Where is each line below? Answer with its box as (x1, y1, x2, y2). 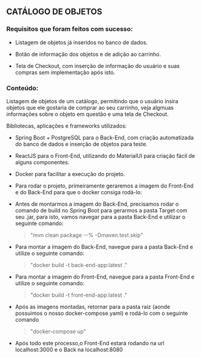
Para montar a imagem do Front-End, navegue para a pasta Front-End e (15, 273, 195, 280)
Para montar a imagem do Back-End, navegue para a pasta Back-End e (15, 243, 193, 250)
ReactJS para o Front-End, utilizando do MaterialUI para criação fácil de (15, 152, 196, 159)
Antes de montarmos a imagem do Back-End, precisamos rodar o (15, 200, 179, 208)
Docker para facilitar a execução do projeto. (15, 170, 126, 177)
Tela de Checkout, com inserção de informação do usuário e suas (15, 62, 180, 69)
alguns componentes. (15, 158, 70, 166)
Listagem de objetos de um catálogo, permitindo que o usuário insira (6, 97, 179, 104)
